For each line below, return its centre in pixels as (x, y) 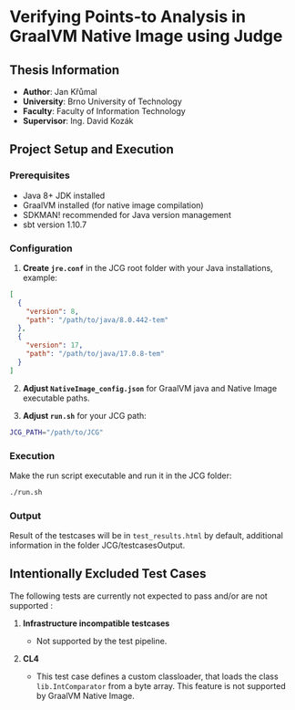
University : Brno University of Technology (102, 101)
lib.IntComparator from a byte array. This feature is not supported (161, 685)
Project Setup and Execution (92, 149)
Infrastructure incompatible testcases (96, 623)
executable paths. (56, 398)
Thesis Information (65, 70)
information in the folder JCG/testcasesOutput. (97, 546)
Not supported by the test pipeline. (102, 641)
